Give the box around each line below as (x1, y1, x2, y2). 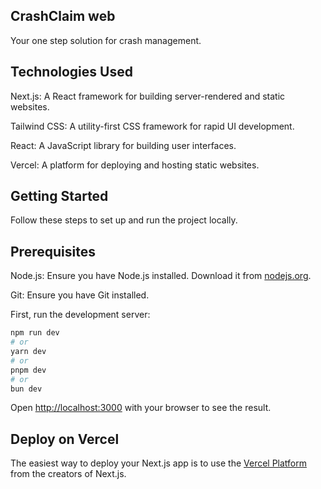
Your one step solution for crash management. (10, 34, 202, 46)
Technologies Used (10, 64, 133, 81)
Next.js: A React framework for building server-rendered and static (10, 90, 286, 102)
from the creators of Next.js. (10, 468, 127, 480)
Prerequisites (10, 243, 96, 260)
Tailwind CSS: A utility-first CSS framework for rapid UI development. (10, 120, 295, 132)
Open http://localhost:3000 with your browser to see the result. (10, 402, 272, 414)
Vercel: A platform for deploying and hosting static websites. (10, 159, 260, 171)
